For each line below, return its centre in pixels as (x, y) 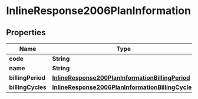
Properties (26, 33)
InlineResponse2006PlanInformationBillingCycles (124, 87)
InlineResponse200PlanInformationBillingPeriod (121, 78)
